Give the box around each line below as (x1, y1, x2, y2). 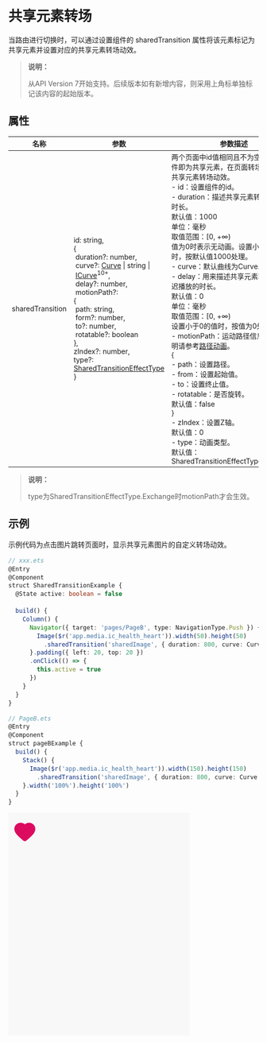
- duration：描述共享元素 (171, 192, 254, 201)
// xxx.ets (8, 556, 44, 564)
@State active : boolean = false (15, 590, 123, 598)
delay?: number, (75, 279, 129, 289)
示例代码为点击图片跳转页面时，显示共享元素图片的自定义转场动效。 (8, 540, 231, 549)
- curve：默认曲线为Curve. (171, 261, 261, 271)
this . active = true (37, 665, 102, 674)
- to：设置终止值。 (171, 379, 233, 389)
